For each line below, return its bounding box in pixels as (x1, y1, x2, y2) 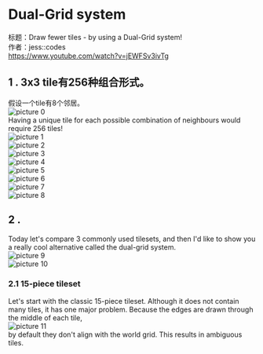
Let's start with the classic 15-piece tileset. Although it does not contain (8, 296, 239, 305)
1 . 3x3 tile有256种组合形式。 (8, 76, 151, 89)
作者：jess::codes (8, 42, 66, 52)
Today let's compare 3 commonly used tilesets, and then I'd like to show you (8, 234, 256, 243)
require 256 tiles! (8, 123, 63, 133)
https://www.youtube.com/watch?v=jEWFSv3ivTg (8, 51, 169, 60)
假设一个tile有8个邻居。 (8, 98, 85, 108)
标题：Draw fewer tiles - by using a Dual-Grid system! (8, 32, 183, 42)
